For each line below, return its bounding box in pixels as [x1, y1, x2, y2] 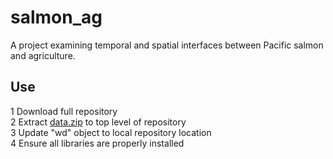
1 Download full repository [10, 105, 118, 117]
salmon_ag [10, 6, 103, 29]
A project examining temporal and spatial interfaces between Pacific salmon [10, 39, 324, 51]
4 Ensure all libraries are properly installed [10, 137, 185, 149]
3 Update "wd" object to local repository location [10, 126, 212, 138]
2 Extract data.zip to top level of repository [10, 116, 187, 128]
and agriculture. [10, 49, 76, 61]
